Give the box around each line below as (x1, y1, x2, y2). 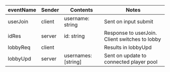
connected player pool (104, 58, 158, 65)
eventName (8, 7, 36, 13)
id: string (64, 33, 85, 39)
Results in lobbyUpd (104, 44, 152, 51)
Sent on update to (104, 52, 147, 59)
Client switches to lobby (104, 36, 161, 42)
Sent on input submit (104, 18, 153, 25)
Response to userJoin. (104, 30, 157, 36)
